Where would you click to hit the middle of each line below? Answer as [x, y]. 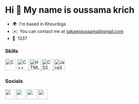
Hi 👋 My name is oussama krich [70, 10]
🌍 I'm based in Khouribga [39, 24]
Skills [12, 51]
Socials [14, 81]
